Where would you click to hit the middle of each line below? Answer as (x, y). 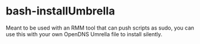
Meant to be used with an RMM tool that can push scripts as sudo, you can (100, 28)
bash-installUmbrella (61, 11)
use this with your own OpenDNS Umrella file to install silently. (84, 34)
